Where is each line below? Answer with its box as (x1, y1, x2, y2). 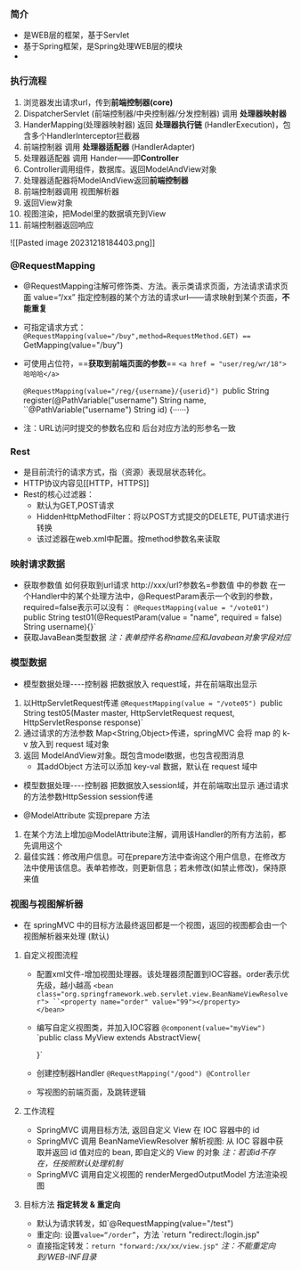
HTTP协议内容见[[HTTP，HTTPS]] (22, 478, 150, 489)
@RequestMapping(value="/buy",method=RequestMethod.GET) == (22, 331, 251, 340)
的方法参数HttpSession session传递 (22, 791, 154, 802)
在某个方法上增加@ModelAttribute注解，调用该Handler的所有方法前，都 (22, 828, 287, 839)
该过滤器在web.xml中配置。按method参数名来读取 (36, 533, 221, 544)
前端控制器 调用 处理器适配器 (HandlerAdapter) (22, 141, 195, 152)
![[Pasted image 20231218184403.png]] (10, 237, 156, 248)
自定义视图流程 (22, 950, 78, 961)
